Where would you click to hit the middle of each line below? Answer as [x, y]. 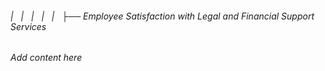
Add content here [46, 58]
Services [28, 26]
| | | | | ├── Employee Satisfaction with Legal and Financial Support [162, 16]
